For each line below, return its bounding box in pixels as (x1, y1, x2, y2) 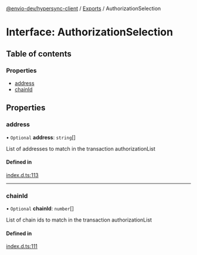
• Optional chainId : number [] (6, 205, 74, 212)
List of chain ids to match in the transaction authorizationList (6, 216, 152, 223)
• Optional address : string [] (6, 134, 76, 141)
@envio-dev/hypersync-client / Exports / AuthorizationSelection (6, 5, 161, 12)
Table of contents (6, 49, 72, 59)
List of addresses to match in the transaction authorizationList (6, 145, 155, 152)
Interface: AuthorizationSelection (6, 26, 174, 39)
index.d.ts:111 (6, 243, 38, 250)
